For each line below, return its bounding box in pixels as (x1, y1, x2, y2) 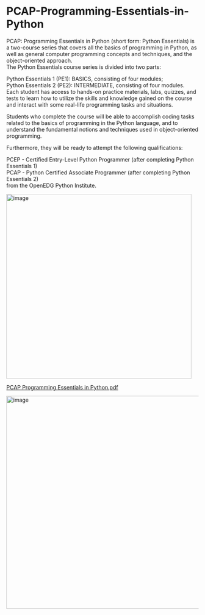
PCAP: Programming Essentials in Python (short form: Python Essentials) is (6, 37, 195, 44)
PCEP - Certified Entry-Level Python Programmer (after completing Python (6, 155, 194, 163)
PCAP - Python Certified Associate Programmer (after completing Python (6, 169, 190, 176)
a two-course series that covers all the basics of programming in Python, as (6, 44, 197, 51)
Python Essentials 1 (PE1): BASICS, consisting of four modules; (6, 75, 164, 82)
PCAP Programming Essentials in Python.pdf (6, 383, 118, 391)
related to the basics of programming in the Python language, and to (6, 119, 178, 126)
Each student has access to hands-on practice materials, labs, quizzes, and (6, 88, 196, 95)
